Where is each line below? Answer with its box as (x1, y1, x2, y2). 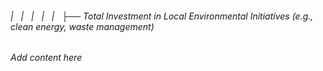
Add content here (10, 52, 83, 64)
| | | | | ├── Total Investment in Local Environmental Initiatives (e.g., (10, 10, 314, 22)
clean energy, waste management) (10, 20, 155, 32)
